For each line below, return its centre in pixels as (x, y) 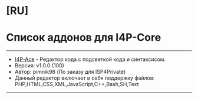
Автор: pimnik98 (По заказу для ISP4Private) (70, 72)
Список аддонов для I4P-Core (84, 38)
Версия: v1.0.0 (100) (39, 66)
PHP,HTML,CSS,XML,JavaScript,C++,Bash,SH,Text (77, 84)
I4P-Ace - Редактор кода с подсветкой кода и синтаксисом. (90, 59)
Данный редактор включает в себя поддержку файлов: (85, 78)
